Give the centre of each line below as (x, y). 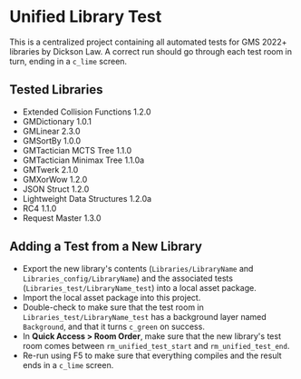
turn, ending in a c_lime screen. (68, 61)
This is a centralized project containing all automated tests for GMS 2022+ (148, 42)
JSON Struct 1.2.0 (56, 189)
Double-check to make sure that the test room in (113, 307)
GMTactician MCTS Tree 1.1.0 (77, 150)
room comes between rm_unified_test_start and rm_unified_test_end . (156, 345)
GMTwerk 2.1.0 (50, 169)
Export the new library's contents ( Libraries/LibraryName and (138, 268)
